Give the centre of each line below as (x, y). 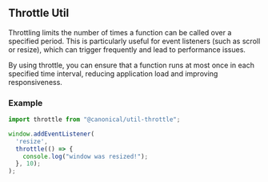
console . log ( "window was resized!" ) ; (86, 156)
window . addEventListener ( (51, 134)
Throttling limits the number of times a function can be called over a (120, 32)
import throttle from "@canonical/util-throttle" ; (94, 119)
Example (26, 103)
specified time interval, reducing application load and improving (113, 73)
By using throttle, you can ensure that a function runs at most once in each (131, 65)
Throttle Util (39, 13)
